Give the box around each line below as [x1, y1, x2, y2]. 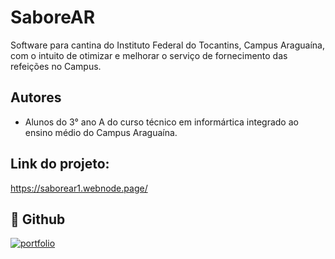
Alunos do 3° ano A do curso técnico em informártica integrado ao [24, 116, 299, 128]
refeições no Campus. [10, 60, 102, 72]
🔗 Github [10, 211, 66, 228]
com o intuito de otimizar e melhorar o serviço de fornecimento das [10, 49, 288, 61]
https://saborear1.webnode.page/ [10, 182, 148, 194]
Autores [10, 89, 62, 106]
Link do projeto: [10, 156, 110, 173]
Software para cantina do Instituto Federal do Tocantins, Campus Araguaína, [10, 39, 325, 51]
